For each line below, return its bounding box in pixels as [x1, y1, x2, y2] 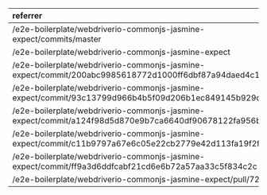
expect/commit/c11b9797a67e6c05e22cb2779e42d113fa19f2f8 [12, 138, 265, 149]
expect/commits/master [12, 33, 102, 45]
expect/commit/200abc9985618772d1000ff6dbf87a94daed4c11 [12, 69, 265, 80]
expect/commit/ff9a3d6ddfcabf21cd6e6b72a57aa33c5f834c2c [12, 161, 257, 172]
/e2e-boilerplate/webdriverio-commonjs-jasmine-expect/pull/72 [12, 174, 260, 185]
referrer [12, 10, 43, 21]
